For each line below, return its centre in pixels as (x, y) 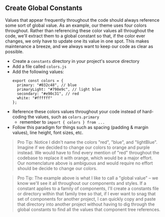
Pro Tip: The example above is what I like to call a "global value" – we (88, 178)
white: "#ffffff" (35, 98)
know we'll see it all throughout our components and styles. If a (82, 183)
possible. (14, 51)
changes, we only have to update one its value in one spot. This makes (77, 41)
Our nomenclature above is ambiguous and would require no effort (85, 163)
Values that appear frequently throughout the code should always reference (82, 20)
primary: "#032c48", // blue (47, 85)
